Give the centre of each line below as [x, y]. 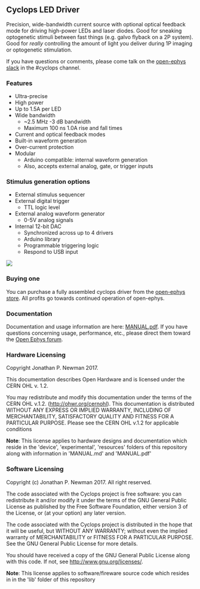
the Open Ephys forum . [35, 339]
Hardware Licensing [36, 354]
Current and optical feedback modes [60, 135]
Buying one [23, 279]
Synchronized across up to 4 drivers [68, 233]
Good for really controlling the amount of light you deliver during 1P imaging [99, 43]
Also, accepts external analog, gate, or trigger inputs [88, 166]
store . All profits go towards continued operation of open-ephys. [86, 298]
